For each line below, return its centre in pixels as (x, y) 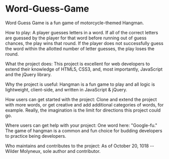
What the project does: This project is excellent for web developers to (78, 64)
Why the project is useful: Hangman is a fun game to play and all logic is (80, 84)
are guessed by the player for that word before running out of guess (76, 38)
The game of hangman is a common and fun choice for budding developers (84, 130)
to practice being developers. (36, 136)
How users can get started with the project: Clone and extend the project (81, 99)
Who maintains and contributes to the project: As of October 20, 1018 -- (80, 146)
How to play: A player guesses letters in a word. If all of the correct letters (82, 32)
